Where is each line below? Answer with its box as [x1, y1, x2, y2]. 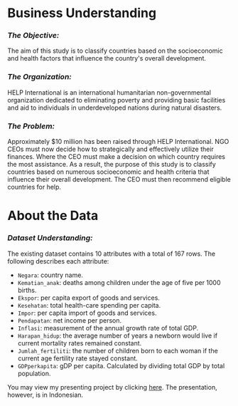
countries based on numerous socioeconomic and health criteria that [7, 167, 210, 176]
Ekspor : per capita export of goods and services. [17, 293, 160, 302]
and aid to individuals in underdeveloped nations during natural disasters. [7, 103, 222, 112]
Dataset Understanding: [7, 233, 94, 243]
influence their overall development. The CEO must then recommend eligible [7, 175, 231, 184]
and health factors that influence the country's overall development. [7, 54, 206, 63]
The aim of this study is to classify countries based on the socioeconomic [7, 46, 223, 55]
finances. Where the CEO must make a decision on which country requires [7, 152, 226, 161]
